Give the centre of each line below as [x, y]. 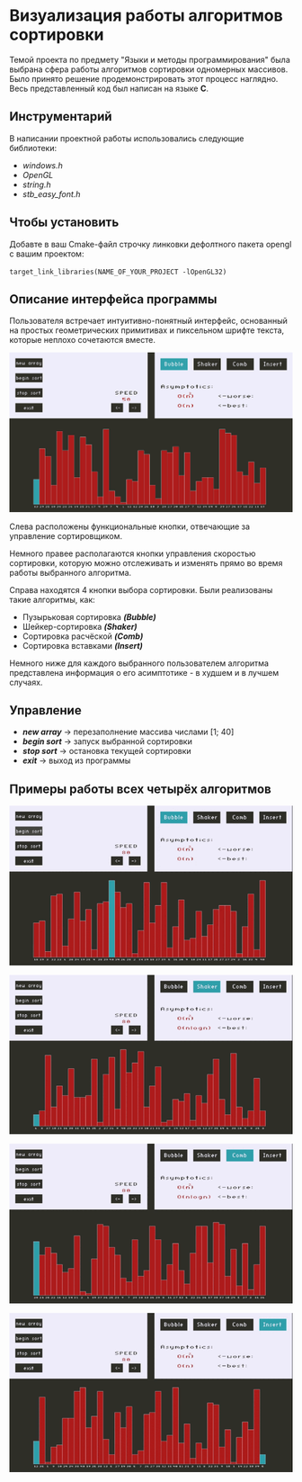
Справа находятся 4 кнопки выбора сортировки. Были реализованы [141, 589]
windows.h [42, 165]
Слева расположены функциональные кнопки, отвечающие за [129, 526]
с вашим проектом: [47, 254]
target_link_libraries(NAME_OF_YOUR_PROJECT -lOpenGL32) [118, 272]
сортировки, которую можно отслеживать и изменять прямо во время [146, 562]
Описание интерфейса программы [113, 299]
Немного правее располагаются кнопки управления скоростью [133, 553]
